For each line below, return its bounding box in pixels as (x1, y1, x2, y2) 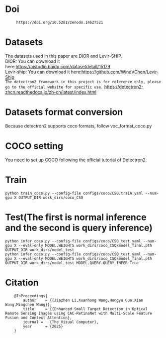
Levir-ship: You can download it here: (5, 69, 82, 75)
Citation (5, 277, 39, 288)
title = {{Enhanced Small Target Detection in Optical (23, 306, 148, 312)
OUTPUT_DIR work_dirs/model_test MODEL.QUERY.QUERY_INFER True (5, 260, 139, 265)
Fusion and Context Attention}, (5, 315, 72, 320)
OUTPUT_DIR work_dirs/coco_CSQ (18, 195, 83, 200)
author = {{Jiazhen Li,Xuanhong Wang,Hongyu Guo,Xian (23, 298, 143, 303)
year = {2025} (23, 324, 64, 329)
